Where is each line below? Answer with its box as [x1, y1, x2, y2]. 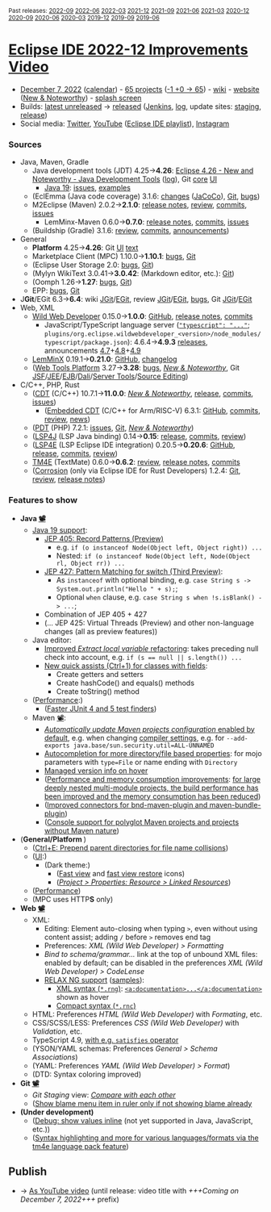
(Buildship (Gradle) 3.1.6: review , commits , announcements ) [31, 226, 230, 236]
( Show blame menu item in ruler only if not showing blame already [31, 1098, 252, 1108]
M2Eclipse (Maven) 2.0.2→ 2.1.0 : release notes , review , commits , [31, 200, 248, 210]
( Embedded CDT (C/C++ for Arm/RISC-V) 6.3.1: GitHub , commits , [44, 406, 261, 416]
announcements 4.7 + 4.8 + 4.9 [44, 346, 141, 356]
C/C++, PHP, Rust [19, 380, 80, 390]
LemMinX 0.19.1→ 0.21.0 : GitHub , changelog [31, 354, 177, 364]
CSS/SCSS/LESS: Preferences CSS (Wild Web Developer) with [31, 1018, 240, 1027]
